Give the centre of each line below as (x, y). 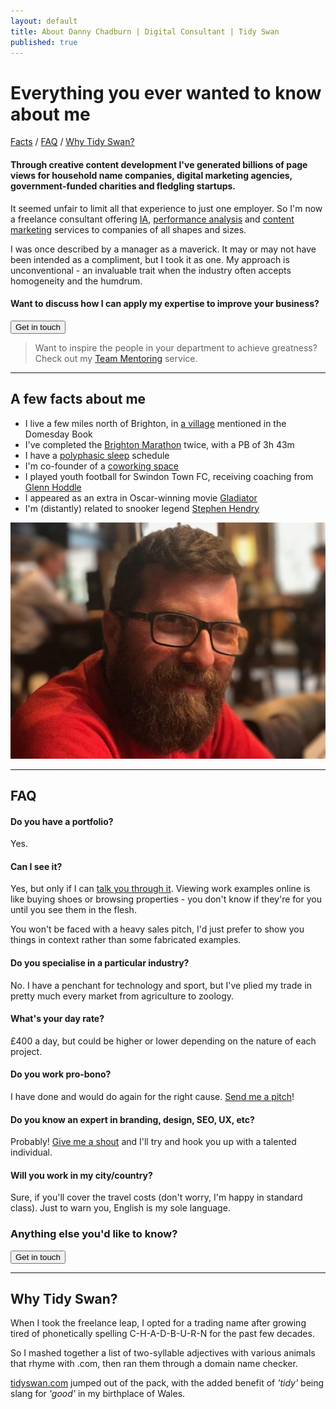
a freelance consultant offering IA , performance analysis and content (152, 219)
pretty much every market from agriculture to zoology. (122, 996)
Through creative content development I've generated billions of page (159, 164)
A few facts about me (78, 399)
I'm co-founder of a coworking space (101, 466)
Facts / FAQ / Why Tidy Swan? (72, 142)
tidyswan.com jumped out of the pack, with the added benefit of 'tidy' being (167, 1383)
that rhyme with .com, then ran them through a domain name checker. (154, 1364)
